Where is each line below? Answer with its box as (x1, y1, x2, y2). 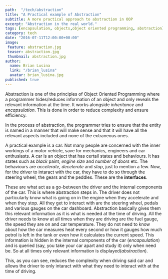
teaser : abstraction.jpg (7, 49, 59, 54)
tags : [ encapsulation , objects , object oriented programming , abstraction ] (5, 26, 164, 31)
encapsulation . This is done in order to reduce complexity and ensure (5, 107, 148, 113)
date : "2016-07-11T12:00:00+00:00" (5, 36, 79, 41)
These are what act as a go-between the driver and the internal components (5, 184, 162, 190)
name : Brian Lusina (9, 63, 50, 68)
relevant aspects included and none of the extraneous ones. (5, 132, 129, 138)
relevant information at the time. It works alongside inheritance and (5, 101, 143, 108)
